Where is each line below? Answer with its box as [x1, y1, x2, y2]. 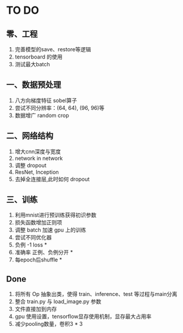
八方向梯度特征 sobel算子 [14, 97, 77, 104]
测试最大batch [14, 61, 51, 67]
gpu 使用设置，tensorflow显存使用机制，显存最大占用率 [14, 313, 152, 320]
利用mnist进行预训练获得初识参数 [14, 211, 97, 218]
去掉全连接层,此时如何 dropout [14, 175, 90, 183]
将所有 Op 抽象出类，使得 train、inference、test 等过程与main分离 [14, 291, 178, 298]
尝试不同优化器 [14, 234, 52, 241]
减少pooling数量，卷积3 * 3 [14, 320, 83, 328]
